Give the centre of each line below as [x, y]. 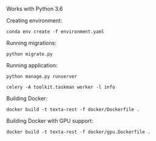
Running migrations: [31, 43]
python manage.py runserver [42, 77]
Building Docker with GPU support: [50, 121]
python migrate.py [29, 54]
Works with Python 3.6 [35, 9]
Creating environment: [34, 20]
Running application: [32, 65]
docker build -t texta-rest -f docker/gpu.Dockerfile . [78, 132]
